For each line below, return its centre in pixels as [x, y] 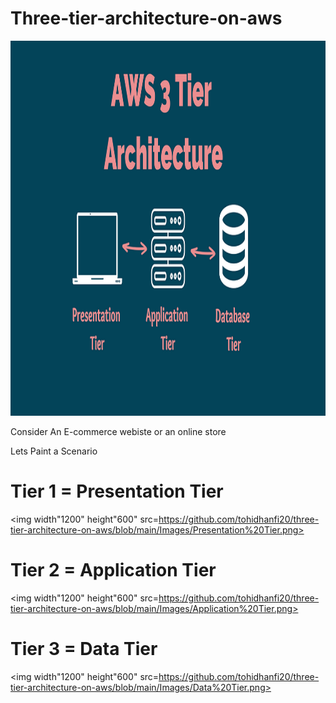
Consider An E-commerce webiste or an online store [118, 431]
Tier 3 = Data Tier [84, 649]
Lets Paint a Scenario [54, 451]
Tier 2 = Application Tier [113, 570]
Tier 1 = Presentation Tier [117, 491]
